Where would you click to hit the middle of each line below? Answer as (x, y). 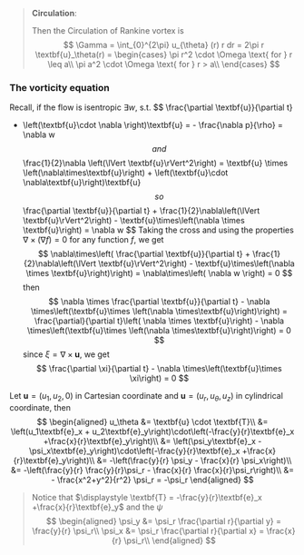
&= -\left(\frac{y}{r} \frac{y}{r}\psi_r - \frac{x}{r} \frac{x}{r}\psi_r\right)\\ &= (152, 471)
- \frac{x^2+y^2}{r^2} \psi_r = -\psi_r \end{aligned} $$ (152, 480)
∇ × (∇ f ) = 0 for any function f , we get (93, 240)
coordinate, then (40, 408)
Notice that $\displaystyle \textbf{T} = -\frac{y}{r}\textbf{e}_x (147, 498)
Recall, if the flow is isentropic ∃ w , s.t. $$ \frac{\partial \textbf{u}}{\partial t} (151, 107)
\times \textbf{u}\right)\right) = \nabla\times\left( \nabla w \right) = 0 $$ (159, 273)
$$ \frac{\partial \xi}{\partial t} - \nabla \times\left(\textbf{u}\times (159, 369)
